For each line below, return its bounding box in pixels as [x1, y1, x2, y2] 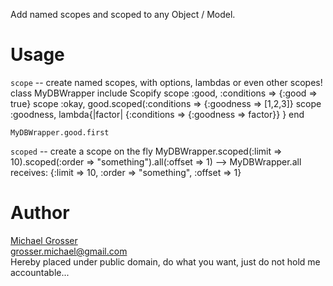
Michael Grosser [10, 234, 78, 246]
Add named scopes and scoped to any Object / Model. [10, 9, 236, 20]
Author [10, 202, 70, 224]
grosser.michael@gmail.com [10, 245, 128, 257]
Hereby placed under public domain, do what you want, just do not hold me [10, 255, 321, 268]
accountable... [10, 266, 70, 278]
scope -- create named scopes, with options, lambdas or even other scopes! [10, 76, 323, 88]
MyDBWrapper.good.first [10, 127, 110, 138]
